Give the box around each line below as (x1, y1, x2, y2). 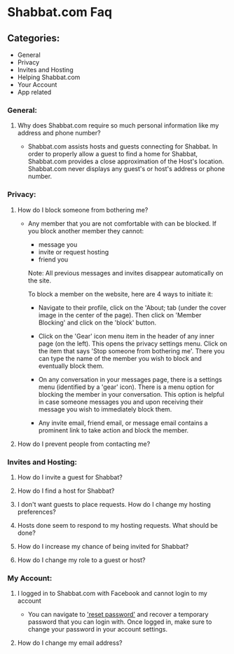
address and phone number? (17, 129, 101, 137)
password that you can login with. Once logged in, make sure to (27, 618, 212, 626)
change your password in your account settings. (27, 625, 168, 634)
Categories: (7, 32, 60, 44)
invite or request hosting (38, 247, 109, 256)
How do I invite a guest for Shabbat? (17, 472, 123, 481)
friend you (38, 255, 69, 264)
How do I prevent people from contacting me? (17, 440, 151, 448)
